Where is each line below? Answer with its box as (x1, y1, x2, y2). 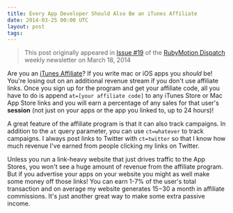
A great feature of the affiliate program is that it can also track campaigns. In (7, 119, 226, 128)
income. (7, 199, 31, 208)
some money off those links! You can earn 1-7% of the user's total (7, 178, 197, 186)
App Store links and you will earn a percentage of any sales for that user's (7, 99, 219, 108)
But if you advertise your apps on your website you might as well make (7, 170, 210, 178)
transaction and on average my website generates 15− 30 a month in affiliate (7, 185, 225, 193)
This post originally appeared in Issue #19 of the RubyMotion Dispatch (24, 49, 226, 57)
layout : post (7, 23, 45, 30)
